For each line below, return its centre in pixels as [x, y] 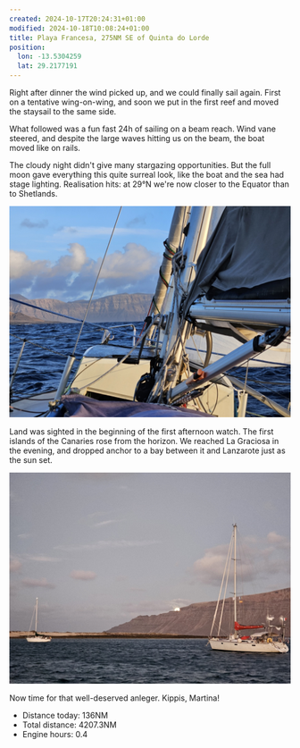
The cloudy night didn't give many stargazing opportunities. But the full [140, 165]
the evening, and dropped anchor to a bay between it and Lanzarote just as [147, 450]
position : [28, 47]
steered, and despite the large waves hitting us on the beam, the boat [137, 138]
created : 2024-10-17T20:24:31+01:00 [77, 19]
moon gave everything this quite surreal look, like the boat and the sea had [146, 175]
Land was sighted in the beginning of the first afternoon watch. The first [142, 432]
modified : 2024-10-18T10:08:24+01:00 [79, 28]
